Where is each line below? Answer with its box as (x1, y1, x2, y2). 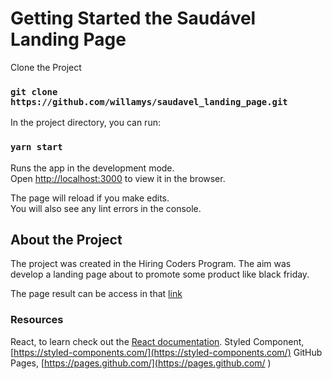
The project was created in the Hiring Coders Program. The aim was (10, 258, 292, 270)
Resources (10, 313, 64, 327)
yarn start (10, 142, 63, 153)
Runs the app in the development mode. (10, 162, 175, 174)
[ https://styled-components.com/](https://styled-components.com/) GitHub (10, 346, 323, 358)
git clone (10, 86, 58, 97)
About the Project (10, 231, 123, 248)
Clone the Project (10, 61, 82, 73)
